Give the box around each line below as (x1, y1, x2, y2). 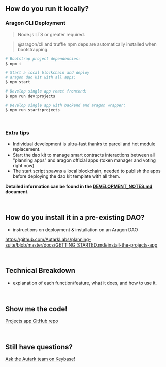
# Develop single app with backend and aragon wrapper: (5, 103, 126, 108)
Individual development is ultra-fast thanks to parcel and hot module (12, 141, 156, 147)
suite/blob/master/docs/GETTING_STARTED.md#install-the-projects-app (5, 241, 158, 248)
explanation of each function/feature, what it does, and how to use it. (12, 280, 157, 286)
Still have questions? (5, 343, 73, 351)
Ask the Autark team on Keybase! (5, 356, 75, 362)
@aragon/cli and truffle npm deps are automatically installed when (17, 41, 157, 47)
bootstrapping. (17, 46, 49, 52)
